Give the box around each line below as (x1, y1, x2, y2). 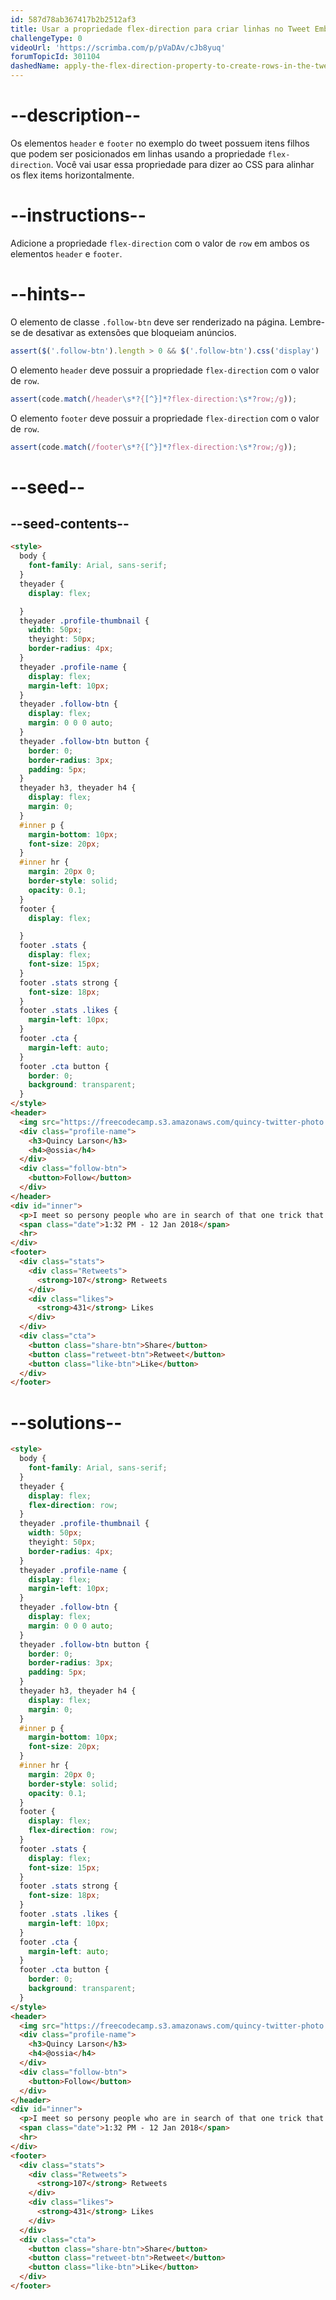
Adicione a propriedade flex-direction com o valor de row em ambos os (10, 237, 310, 249)
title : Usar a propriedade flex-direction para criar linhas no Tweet (10, 24, 311, 34)
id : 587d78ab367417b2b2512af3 (10, 14, 137, 25)
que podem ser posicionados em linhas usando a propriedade (10, 147, 266, 160)
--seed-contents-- (10, 516, 130, 533)
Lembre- (289, 316, 326, 328)
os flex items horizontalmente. (10, 169, 135, 181)
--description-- (10, 104, 142, 127)
